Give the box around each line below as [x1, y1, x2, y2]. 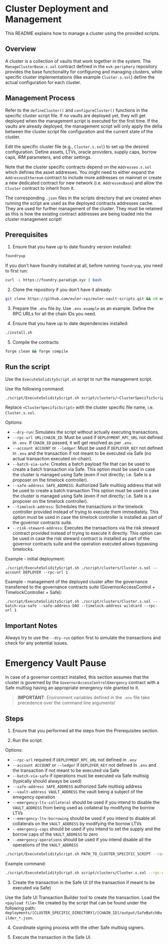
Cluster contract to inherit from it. [5, 185, 75, 191]
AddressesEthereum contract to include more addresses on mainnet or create [5, 174, 162, 180]
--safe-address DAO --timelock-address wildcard [38, 603, 142, 608]
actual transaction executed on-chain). [12, 456, 92, 462]
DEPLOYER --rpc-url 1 [23, 570, 68, 575]
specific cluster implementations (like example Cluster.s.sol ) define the [5, 74, 155, 80]
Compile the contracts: [12, 339, 60, 345]
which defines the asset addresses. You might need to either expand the [5, 169, 154, 175]
